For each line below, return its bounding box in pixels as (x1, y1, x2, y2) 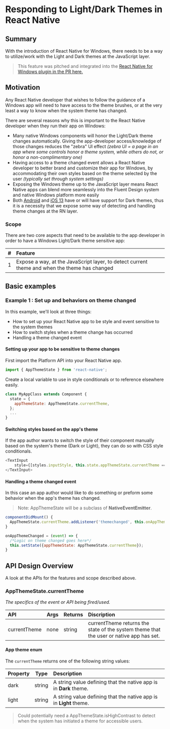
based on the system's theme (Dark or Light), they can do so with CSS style (5, 443, 163, 449)
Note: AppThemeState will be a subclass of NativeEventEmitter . (17, 505, 152, 511)
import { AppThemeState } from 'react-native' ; (5, 367, 108, 372)
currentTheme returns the (88, 620, 149, 627)
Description (53, 670, 82, 677)
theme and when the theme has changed (16, 265, 114, 272)
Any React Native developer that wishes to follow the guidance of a (5, 96, 145, 102)
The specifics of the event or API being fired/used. (5, 599, 110, 605)
